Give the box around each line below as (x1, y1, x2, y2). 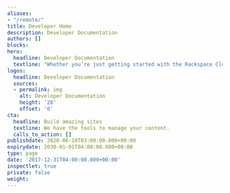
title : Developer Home (7, 23, 72, 29)
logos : (7, 67, 26, 74)
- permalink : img (13, 86, 63, 93)
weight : (7, 175, 29, 182)
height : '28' (19, 99, 57, 106)
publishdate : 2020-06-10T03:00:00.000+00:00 (7, 138, 136, 144)
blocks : (7, 42, 29, 49)
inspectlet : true (7, 162, 57, 170)
